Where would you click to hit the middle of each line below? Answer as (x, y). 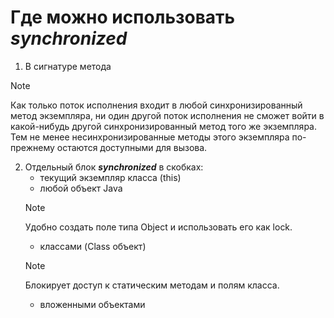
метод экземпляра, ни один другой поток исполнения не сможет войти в (167, 115)
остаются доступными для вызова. (132, 147)
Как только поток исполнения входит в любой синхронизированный (156, 105)
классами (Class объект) (93, 246)
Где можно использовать (123, 17)
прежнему (32, 147)
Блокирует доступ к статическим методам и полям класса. (152, 285)
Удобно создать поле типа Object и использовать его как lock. (158, 227)
